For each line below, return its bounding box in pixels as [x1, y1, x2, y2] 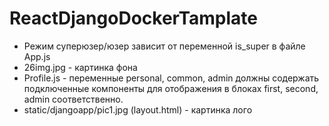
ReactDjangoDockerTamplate [9, 7, 258, 30]
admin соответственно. [23, 93, 124, 105]
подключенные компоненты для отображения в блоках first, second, [23, 82, 319, 94]
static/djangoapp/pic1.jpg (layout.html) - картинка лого [23, 103, 253, 116]
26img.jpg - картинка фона [23, 61, 138, 73]
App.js [23, 50, 51, 62]
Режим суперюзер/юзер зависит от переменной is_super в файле [23, 40, 306, 52]
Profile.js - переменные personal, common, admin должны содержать [23, 72, 320, 84]
